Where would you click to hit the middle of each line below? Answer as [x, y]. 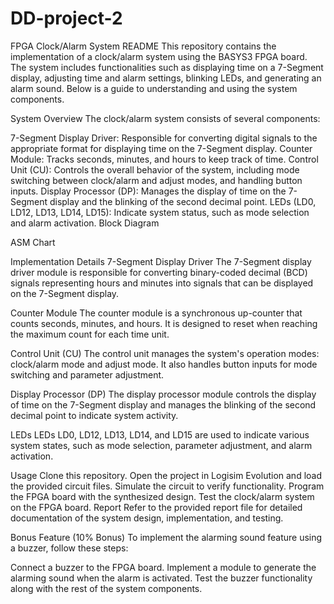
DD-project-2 [66, 18]
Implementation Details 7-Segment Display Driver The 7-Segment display [161, 261]
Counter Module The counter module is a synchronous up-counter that [156, 313]
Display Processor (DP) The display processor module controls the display [163, 394]
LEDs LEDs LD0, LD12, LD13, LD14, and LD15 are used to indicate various [160, 434]
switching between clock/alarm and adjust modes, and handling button [156, 180]
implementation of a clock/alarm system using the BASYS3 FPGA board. [159, 56]
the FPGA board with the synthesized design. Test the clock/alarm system [162, 496]
